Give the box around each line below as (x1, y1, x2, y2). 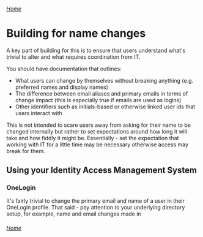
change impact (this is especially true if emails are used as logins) (15, 96, 182, 103)
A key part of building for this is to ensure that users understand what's (6, 47, 186, 54)
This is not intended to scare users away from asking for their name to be (6, 121, 191, 129)
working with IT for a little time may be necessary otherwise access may (6, 141, 188, 148)
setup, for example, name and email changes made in (6, 210, 142, 217)
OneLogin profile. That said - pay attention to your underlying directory (6, 204, 185, 211)
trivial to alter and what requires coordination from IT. (6, 53, 141, 61)
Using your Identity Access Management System (6, 165, 197, 175)
